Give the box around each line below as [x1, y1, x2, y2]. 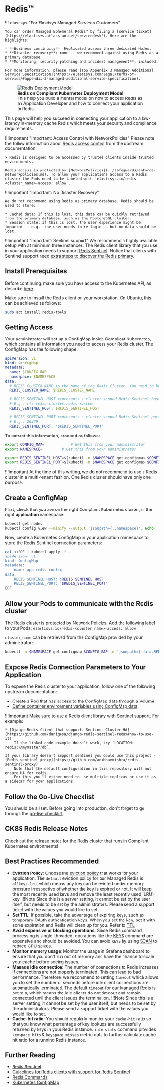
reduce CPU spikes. [12, 943, 52, 949]
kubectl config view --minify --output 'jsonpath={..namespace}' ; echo [5, 526, 154, 531]
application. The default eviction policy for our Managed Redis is [12, 875, 143, 881]
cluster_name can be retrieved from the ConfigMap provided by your [5, 634, 143, 640]
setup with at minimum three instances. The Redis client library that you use [5, 242, 158, 248]
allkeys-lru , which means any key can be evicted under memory [12, 880, 144, 886]
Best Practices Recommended [5, 857, 99, 866]
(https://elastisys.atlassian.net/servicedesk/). [5, 33, 108, 38]
